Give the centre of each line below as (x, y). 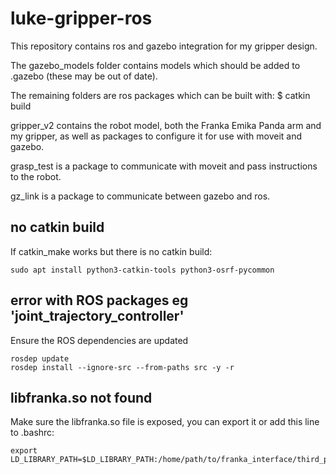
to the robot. (36, 176)
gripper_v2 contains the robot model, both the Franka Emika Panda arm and (166, 125)
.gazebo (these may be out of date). (84, 76)
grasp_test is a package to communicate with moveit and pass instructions (164, 166)
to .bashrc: (32, 433)
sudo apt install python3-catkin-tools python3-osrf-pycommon (142, 270)
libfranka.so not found (81, 397)
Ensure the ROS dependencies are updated (99, 340)
